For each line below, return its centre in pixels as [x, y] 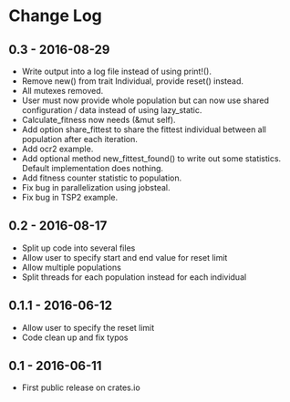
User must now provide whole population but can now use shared [145, 100]
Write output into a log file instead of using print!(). [116, 71]
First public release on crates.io [81, 387]
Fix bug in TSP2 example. [70, 197]
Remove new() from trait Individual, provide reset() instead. [132, 81]
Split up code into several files [78, 248]
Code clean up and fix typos [75, 337]
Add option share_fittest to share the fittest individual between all [144, 129]
